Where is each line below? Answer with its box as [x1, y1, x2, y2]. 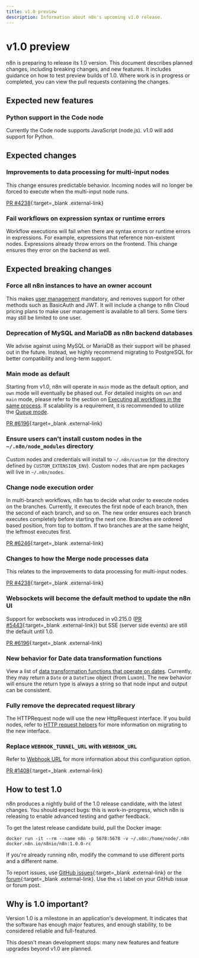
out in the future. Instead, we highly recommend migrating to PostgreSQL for [6, 348, 193, 356]
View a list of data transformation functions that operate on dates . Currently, [6, 667, 192, 674]
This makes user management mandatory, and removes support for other [6, 295, 185, 302]
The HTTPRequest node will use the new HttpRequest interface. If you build [6, 715, 191, 722]
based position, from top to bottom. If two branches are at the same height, [6, 522, 190, 529]
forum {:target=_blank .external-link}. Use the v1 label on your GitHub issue [6, 875, 188, 883]
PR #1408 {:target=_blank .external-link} [6, 767, 103, 775]
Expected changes [6, 150, 77, 160]
